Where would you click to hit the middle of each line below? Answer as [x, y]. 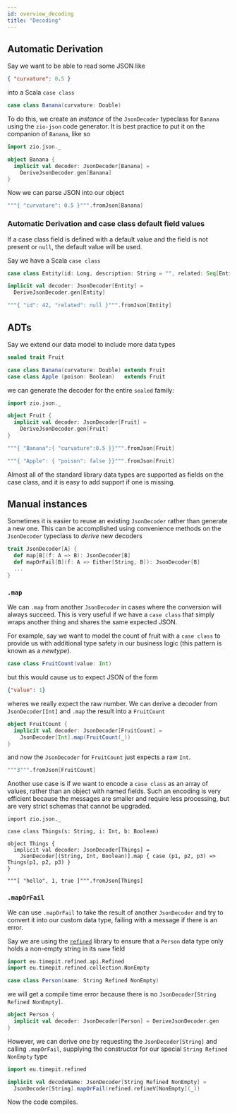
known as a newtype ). [39, 651]
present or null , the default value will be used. [75, 246]
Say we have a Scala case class [54, 260]
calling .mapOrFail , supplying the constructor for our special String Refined [117, 1049]
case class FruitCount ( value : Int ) [60, 664]
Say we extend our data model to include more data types [91, 344]
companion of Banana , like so [49, 134]
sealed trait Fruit [36, 357]
